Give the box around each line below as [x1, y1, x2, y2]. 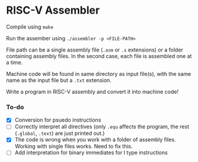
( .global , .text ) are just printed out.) [14, 130, 105, 137]
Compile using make [6, 23, 53, 30]
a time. [6, 59, 23, 66]
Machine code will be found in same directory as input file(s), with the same [6, 70, 191, 77]
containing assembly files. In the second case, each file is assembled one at [6, 52, 192, 59]
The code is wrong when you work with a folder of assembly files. [14, 136, 176, 143]
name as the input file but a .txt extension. [6, 77, 111, 84]
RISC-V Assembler [6, 4, 100, 17]
